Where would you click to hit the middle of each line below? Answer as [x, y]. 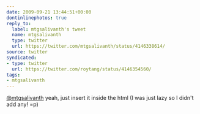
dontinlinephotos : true [37, 18]
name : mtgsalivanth [37, 35]
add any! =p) [22, 104]
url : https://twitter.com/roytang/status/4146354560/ [82, 69]
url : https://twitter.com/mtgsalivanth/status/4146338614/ [89, 47]
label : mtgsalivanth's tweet [49, 29]
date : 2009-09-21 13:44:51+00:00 [49, 12]
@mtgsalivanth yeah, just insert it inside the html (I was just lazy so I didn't [100, 98]
